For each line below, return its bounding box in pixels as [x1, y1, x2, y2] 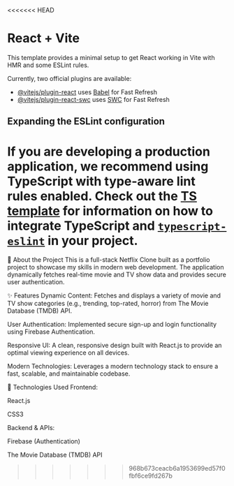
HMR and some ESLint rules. [7, 61, 89, 69]
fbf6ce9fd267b [129, 471, 173, 480]
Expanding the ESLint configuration [7, 115, 166, 128]
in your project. [47, 233, 138, 249]
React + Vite [7, 31, 80, 46]
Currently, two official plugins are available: [7, 74, 132, 82]
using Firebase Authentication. [7, 327, 96, 336]
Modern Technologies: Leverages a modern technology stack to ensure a [7, 362, 219, 371]
